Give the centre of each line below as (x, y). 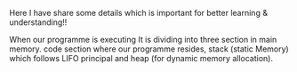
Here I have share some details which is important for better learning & (139, 13)
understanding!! (38, 22)
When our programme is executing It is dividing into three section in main (143, 40)
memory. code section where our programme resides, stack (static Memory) (149, 49)
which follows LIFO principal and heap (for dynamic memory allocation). (141, 58)
